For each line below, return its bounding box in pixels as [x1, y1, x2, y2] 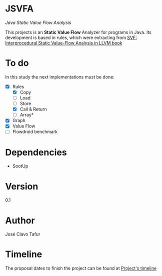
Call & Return [19, 106, 47, 112]
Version [5, 180, 38, 192]
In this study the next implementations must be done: [5, 73, 115, 80]
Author [5, 214, 35, 226]
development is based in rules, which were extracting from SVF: [5, 34, 137, 40]
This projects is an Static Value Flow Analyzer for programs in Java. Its [5, 29, 151, 35]
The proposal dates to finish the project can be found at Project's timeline [5, 265, 157, 271]
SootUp [12, 163, 28, 169]
